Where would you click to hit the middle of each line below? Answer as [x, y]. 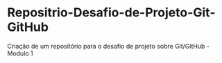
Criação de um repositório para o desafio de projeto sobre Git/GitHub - [109, 46]
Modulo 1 [20, 53]
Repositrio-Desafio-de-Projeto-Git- [111, 13]
